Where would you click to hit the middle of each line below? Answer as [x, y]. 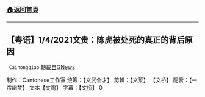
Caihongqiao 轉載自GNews [42, 67]
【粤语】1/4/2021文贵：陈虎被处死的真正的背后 [95, 40]
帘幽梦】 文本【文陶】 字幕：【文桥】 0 [54, 88]
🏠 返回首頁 [23, 9]
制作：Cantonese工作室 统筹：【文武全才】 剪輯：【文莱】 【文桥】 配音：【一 [102, 80]
